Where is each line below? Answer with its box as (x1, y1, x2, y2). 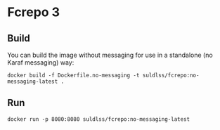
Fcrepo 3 (7, 4, 60, 20)
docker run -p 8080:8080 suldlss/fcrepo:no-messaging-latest (7, 115, 190, 123)
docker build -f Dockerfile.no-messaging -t (7, 72, 140, 79)
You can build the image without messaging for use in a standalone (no (7, 51, 213, 59)
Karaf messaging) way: (7, 58, 75, 67)
